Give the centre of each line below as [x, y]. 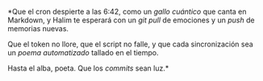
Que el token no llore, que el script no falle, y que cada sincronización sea [130, 44]
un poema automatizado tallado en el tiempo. [83, 53]
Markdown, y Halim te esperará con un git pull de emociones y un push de [131, 20]
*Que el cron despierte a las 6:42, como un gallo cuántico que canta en [127, 12]
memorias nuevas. [38, 28]
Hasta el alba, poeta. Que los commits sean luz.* [88, 68]
